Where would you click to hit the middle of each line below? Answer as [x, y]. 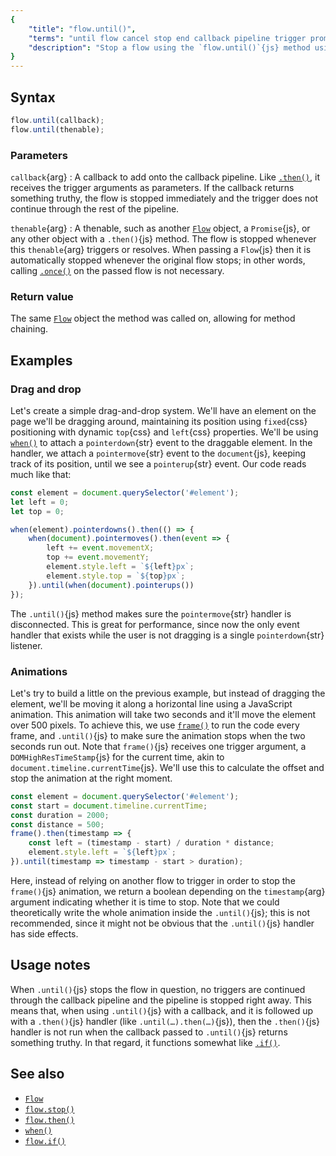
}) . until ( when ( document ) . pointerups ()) [111, 585]
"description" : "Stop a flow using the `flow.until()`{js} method [169, 47]
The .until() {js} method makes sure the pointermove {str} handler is [151, 613]
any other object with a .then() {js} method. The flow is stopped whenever [163, 238]
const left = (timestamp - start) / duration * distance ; [151, 843]
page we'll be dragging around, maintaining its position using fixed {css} [159, 421]
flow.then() [49, 1120]
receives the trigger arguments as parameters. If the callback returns [152, 187]
